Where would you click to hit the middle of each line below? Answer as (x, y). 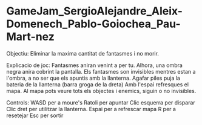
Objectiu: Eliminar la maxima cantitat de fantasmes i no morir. (83, 53)
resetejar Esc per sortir (35, 115)
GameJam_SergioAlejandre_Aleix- (95, 11)
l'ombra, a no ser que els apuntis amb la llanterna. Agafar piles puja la (93, 78)
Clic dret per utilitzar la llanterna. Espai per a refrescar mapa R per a (91, 109)
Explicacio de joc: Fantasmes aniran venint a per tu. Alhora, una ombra (95, 65)
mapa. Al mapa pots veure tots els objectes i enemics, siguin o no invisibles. (101, 91)
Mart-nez (30, 37)
